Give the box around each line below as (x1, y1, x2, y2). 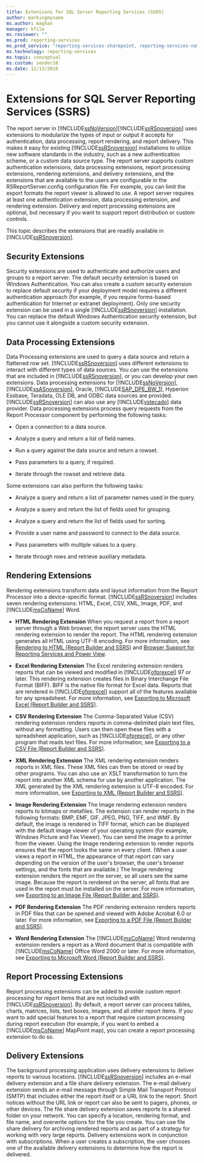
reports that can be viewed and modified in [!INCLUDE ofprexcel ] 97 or (15, 668, 191, 676)
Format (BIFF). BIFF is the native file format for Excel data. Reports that (15, 681, 192, 689)
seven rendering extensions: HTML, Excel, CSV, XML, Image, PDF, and (6, 599, 183, 606)
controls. (6, 216, 29, 223)
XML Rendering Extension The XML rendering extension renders (15, 756, 179, 764)
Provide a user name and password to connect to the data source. (15, 529, 181, 536)
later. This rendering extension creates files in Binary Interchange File (15, 675, 189, 682)
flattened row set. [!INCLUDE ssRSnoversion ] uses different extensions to (6, 359, 189, 367)
